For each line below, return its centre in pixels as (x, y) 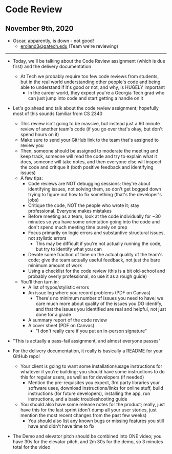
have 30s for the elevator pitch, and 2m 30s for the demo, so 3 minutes (88, 442)
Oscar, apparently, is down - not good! (53, 41)
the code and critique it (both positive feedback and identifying (87, 167)
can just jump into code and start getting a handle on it (85, 98)
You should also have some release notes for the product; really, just (93, 404)
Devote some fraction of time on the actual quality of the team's (95, 254)
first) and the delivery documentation (52, 66)
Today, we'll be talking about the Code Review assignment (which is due (89, 61)
